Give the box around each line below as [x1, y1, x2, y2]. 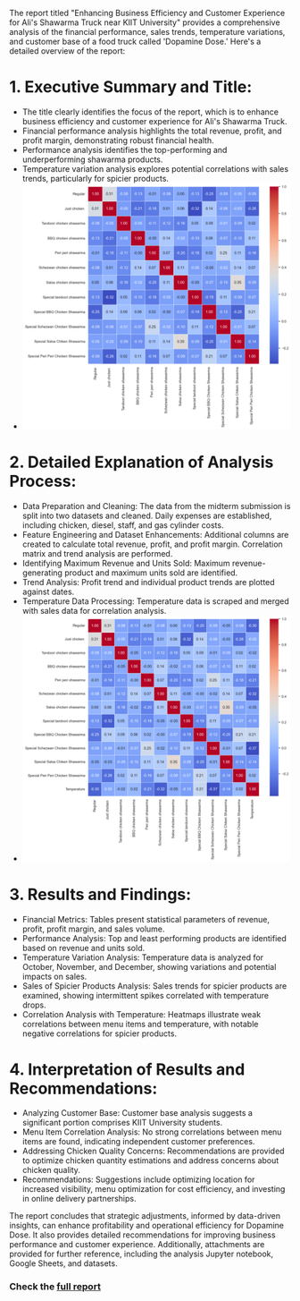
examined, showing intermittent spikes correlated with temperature [21, 990, 270, 1000]
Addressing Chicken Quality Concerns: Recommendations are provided [21, 1145, 285, 1157]
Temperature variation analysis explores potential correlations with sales [21, 163, 288, 174]
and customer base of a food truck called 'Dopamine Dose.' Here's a [9, 36, 262, 47]
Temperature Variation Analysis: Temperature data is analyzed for [21, 952, 264, 963]
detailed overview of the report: [9, 46, 126, 56]
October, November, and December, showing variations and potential [21, 961, 277, 972]
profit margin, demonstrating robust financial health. [21, 134, 214, 146]
